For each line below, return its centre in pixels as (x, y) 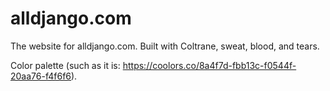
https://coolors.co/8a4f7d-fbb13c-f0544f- (209, 65)
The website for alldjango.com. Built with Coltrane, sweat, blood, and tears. (165, 46)
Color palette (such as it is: (65, 65)
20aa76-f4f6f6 (41, 76)
